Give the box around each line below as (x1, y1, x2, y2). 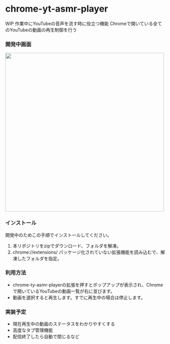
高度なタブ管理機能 (12, 327, 53, 333)
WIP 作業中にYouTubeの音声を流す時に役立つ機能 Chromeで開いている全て (5, 20, 162, 26)
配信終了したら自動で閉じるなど (12, 333, 80, 340)
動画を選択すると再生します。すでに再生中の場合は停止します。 (12, 294, 146, 300)
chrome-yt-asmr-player (5, 3, 108, 15)
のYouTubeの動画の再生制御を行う (5, 26, 77, 33)
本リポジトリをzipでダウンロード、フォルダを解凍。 (12, 243, 121, 249)
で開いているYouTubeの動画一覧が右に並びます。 (12, 288, 115, 294)
